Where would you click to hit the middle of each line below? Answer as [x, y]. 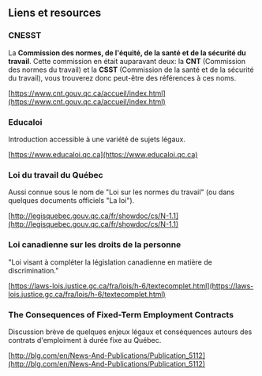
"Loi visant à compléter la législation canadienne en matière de [110, 262]
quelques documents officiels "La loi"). [71, 201]
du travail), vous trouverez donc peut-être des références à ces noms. [122, 77]
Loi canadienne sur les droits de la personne [95, 245]
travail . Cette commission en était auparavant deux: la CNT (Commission [127, 61]
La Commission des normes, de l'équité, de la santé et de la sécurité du [127, 53]
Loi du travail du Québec [56, 175]
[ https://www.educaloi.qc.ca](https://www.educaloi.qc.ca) [103, 154]
